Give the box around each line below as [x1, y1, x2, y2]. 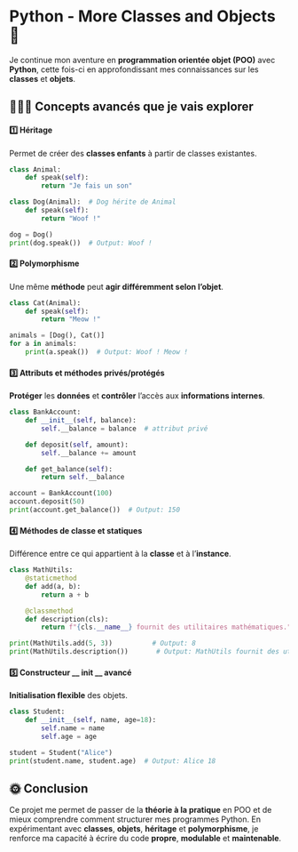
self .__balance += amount [41, 448, 137, 457]
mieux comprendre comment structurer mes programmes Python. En [9, 814, 262, 824]
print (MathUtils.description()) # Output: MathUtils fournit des [9, 647, 279, 656]
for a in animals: [9, 340, 77, 349]
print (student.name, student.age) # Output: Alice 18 [9, 756, 216, 766]
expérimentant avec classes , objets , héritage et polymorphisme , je [9, 824, 259, 834]
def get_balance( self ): [25, 464, 114, 473]
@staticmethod [25, 574, 77, 583]
